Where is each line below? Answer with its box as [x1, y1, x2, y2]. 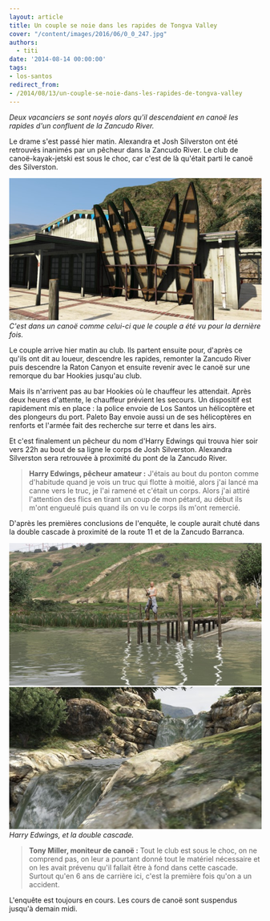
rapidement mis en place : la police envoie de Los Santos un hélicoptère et [9, 404, 255, 413]
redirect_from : [9, 80, 60, 88]
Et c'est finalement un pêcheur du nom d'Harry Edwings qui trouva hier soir [9, 436, 259, 446]
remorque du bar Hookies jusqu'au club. [9, 371, 143, 381]
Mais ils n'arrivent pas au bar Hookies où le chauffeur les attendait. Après [9, 386, 252, 396]
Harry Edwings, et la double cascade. [9, 830, 135, 839]
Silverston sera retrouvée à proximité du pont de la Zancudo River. [9, 454, 228, 463]
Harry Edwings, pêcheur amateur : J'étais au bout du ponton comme [28, 469, 260, 478]
